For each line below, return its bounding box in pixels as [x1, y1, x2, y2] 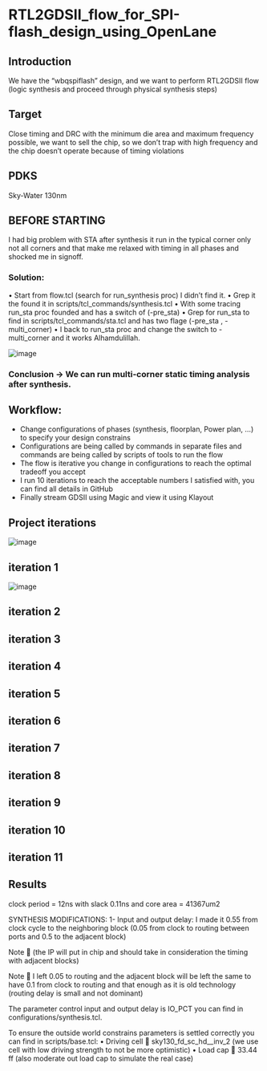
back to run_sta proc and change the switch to [63, 324, 218, 334]
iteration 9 [8, 796, 62, 809]
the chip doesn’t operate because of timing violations [8, 146, 184, 156]
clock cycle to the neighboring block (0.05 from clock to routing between [8, 923, 250, 932]
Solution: [8, 272, 45, 283]
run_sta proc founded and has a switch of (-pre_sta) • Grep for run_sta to [8, 307, 250, 317]
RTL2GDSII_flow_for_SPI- [8, 6, 180, 24]
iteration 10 [8, 823, 66, 837]
